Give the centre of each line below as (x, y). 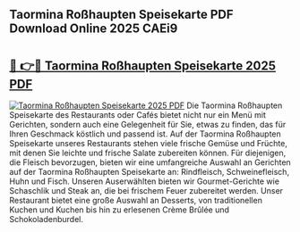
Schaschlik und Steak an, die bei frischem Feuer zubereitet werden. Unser (146, 191)
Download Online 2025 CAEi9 (94, 29)
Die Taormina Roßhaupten (235, 105)
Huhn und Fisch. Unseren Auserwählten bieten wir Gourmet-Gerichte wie (145, 181)
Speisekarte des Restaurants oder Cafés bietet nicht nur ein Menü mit (138, 115)
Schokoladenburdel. (46, 219)
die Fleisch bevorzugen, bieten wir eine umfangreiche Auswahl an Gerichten (150, 162)
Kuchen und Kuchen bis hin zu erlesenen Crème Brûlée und (120, 210)
